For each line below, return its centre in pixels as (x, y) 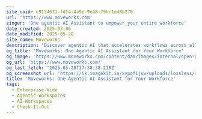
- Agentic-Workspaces (39, 96)
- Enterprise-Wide (35, 90)
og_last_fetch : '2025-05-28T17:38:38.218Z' (62, 68)
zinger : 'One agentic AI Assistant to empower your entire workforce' (96, 23)
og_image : (19, 56)
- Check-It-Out (31, 107)
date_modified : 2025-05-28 (40, 34)
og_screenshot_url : (31, 73)
